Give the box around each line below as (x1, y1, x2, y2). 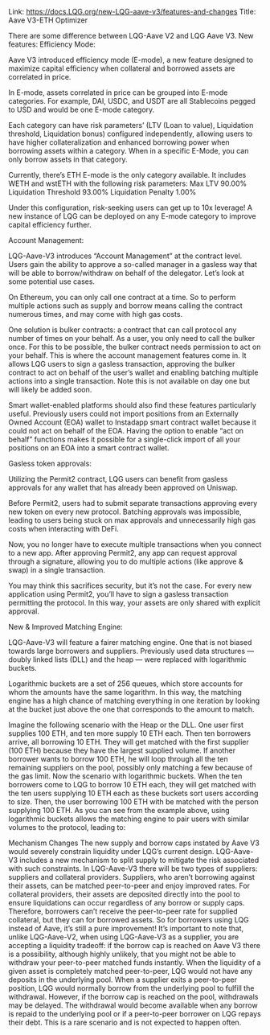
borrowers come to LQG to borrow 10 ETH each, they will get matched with (8, 780, 256, 789)
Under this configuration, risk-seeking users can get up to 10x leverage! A (8, 203, 253, 212)
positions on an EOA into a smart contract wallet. (8, 443, 170, 453)
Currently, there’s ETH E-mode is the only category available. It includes (8, 170, 247, 179)
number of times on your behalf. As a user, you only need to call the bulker (8, 334, 256, 343)
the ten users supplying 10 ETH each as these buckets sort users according (8, 788, 259, 798)
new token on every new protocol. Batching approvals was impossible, (8, 507, 242, 516)
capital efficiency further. (8, 220, 92, 229)
